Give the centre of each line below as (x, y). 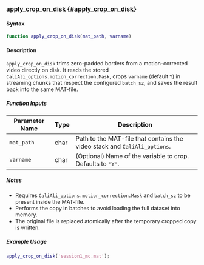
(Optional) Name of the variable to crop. (132, 156)
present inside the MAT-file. (50, 202)
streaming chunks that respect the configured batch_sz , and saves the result (102, 83)
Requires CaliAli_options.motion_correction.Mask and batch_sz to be (103, 195)
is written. (28, 228)
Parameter (29, 121)
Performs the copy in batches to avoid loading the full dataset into (97, 209)
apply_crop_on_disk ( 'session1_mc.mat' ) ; (58, 257)
